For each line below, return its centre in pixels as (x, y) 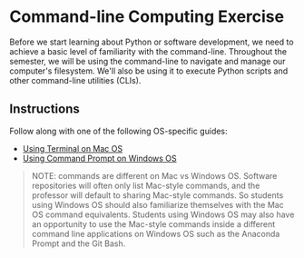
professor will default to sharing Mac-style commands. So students (157, 195)
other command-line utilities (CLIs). (75, 80)
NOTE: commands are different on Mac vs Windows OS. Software (154, 175)
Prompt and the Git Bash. (78, 243)
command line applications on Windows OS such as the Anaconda (156, 233)
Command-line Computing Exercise (147, 17)
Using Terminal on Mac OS (73, 148)
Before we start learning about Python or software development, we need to (152, 42)
